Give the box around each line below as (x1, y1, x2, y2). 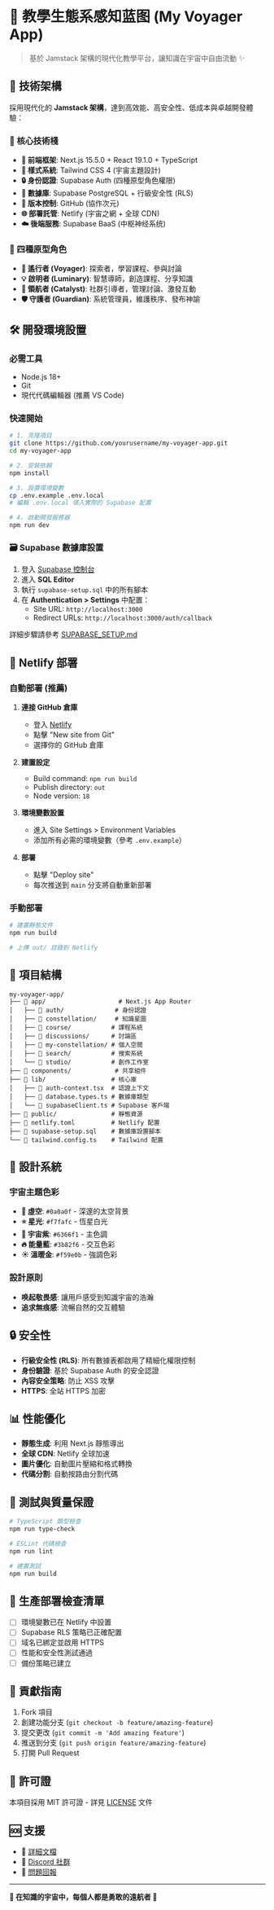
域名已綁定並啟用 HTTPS (20, 1638, 105, 1648)
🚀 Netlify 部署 (9, 656, 78, 670)
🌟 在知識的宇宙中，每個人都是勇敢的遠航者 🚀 (9, 1892, 158, 1902)
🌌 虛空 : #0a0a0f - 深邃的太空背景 (20, 1206, 129, 1216)
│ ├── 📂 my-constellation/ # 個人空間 (9, 1040, 143, 1049)
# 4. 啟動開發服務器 (9, 514, 71, 522)
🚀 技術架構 (9, 79, 62, 94)
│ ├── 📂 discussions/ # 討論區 (9, 1032, 137, 1040)
